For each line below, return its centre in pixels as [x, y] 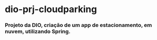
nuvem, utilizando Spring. [38, 31]
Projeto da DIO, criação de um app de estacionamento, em [78, 25]
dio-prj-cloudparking [51, 9]
